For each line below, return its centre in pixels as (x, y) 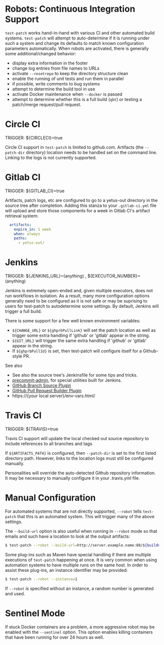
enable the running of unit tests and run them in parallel (68, 79)
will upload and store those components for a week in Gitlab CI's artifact (78, 210)
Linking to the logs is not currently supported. (51, 158)
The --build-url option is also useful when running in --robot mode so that (81, 531)
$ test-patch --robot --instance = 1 (41, 579)
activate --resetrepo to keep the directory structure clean (70, 73)
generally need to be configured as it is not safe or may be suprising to (76, 301)
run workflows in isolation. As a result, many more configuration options (77, 296)
